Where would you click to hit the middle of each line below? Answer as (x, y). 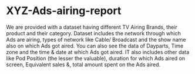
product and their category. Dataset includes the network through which (93, 33)
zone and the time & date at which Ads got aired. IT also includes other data (98, 52)
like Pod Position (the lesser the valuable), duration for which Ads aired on (96, 58)
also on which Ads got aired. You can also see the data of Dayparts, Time (95, 46)
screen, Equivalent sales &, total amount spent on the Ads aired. (83, 64)
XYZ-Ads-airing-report (64, 11)
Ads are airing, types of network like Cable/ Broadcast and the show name (96, 39)
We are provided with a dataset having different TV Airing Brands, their (92, 27)
